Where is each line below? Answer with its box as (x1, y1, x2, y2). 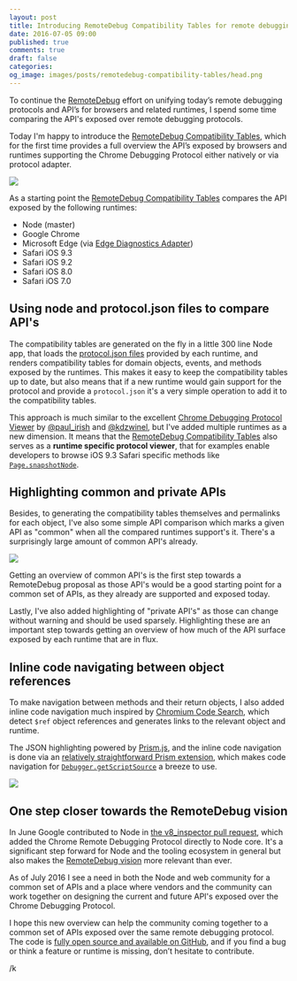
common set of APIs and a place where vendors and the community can (9, 882, 272, 892)
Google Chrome (21, 228, 80, 239)
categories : (9, 63, 53, 72)
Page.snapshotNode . (9, 459, 80, 470)
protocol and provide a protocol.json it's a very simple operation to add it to (9, 386, 287, 396)
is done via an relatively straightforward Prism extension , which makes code (9, 752, 286, 763)
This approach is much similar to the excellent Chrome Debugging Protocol (9, 412, 283, 423)
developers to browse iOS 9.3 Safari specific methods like (9, 449, 220, 460)
